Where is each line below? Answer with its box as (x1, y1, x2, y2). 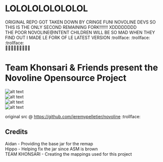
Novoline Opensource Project (5, 73, 127, 83)
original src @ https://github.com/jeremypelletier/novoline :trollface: (5, 113, 141, 120)
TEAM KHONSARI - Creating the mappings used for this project (5, 151, 132, 157)
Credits (5, 128, 28, 136)
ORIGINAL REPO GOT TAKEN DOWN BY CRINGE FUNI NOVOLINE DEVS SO (5, 19, 156, 25)
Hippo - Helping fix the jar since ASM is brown (5, 146, 98, 152)
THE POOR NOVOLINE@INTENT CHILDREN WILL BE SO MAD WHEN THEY (5, 29, 155, 35)
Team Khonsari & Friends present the (5, 62, 158, 73)
